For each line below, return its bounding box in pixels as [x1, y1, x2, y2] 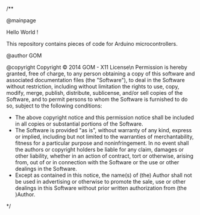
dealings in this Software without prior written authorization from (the [14, 184, 187, 191]
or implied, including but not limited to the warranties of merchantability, [14, 133, 194, 140]
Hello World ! [6, 28, 39, 36]
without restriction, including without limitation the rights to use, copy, [6, 83, 180, 90]
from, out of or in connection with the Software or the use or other [14, 159, 180, 165]
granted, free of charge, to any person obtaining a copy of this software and [6, 70, 195, 77]
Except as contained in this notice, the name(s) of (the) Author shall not [14, 172, 192, 179]
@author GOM [6, 52, 42, 59]
